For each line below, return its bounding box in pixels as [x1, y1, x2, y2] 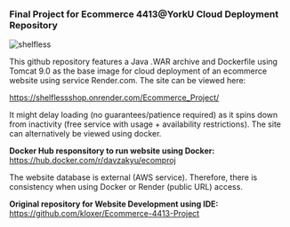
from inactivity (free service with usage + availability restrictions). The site [9, 119, 282, 129]
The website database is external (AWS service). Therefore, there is [9, 172, 258, 183]
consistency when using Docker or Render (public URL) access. [9, 182, 243, 192]
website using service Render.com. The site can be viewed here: [9, 75, 246, 86]
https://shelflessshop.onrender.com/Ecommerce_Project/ [9, 92, 220, 103]
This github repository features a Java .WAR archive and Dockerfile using [9, 57, 278, 67]
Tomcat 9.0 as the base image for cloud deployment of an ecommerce [9, 66, 268, 76]
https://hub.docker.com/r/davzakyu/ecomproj [9, 155, 176, 166]
